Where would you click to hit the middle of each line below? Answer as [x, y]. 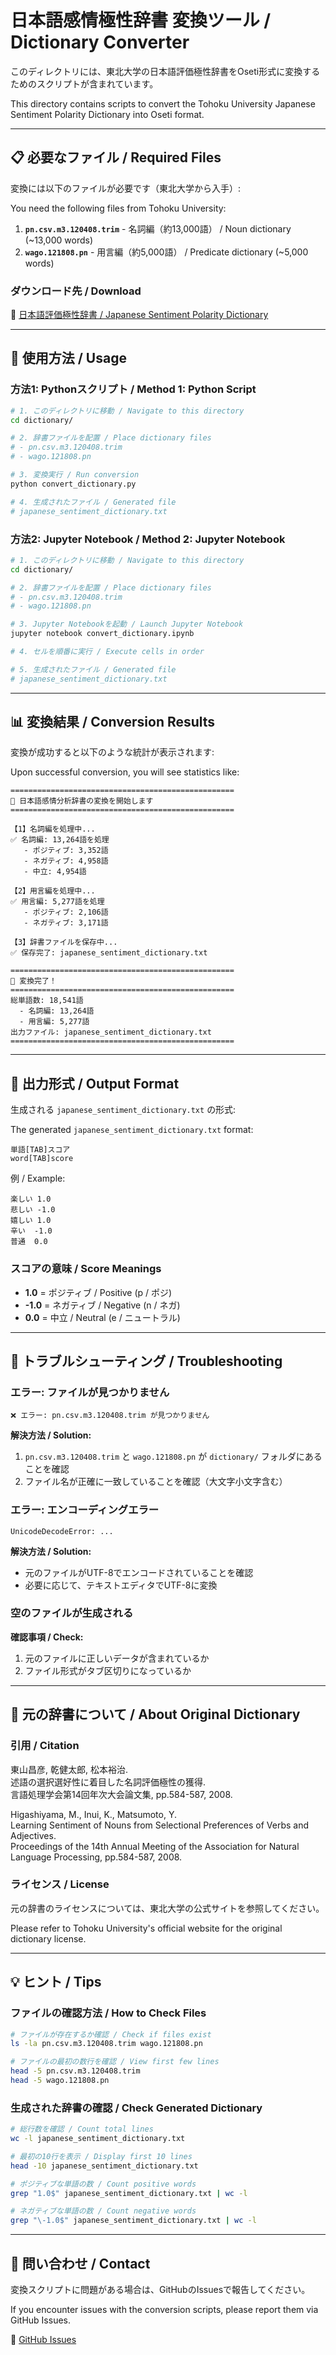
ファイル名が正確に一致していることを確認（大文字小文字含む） [156, 1482]
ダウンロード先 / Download [76, 291]
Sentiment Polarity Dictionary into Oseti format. [107, 114]
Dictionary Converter [100, 42]
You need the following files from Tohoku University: [118, 208]
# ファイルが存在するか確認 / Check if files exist [111, 2034]
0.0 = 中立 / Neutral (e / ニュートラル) [102, 1317]
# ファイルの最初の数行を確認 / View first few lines [115, 2062]
